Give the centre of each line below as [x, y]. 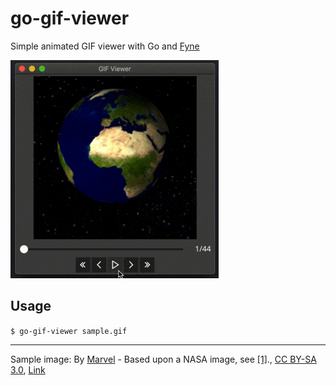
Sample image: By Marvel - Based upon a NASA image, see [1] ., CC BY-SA [163, 359]
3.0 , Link [28, 369]
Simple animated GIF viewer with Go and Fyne [105, 46]
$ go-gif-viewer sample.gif [69, 331]
